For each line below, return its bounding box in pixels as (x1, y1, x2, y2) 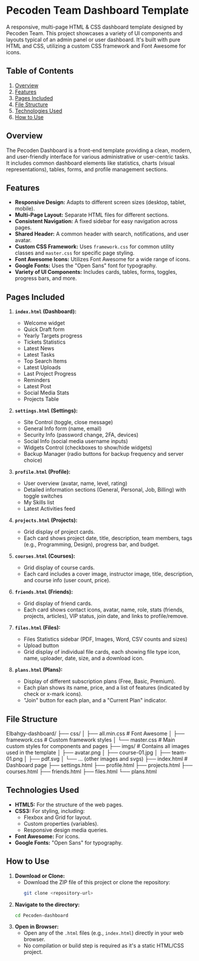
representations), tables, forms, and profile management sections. (6, 165, 168, 173)
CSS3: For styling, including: (14, 807, 85, 814)
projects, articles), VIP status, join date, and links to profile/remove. (23, 613, 188, 620)
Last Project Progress (23, 370, 77, 378)
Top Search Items (23, 357, 67, 364)
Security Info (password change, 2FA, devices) (23, 431, 138, 438)
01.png (6, 755, 23, 762)
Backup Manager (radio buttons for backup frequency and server (23, 450, 184, 458)
